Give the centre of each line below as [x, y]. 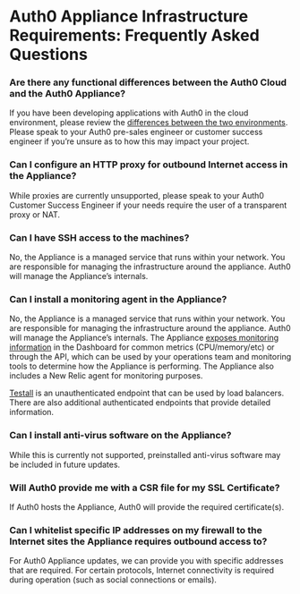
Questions [48, 55]
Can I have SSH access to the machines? [99, 237]
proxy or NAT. [35, 214]
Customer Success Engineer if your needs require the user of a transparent [148, 205]
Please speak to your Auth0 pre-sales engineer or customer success [136, 132]
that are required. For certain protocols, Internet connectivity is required [142, 571]
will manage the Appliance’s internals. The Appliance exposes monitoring [144, 338]
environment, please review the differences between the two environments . [149, 123]
